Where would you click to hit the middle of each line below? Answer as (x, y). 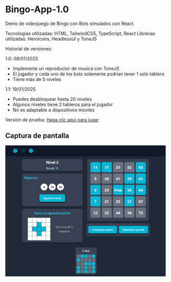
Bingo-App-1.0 (37, 9)
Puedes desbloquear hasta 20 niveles (52, 99)
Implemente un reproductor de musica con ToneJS (66, 68)
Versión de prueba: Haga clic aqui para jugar (52, 120)
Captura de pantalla (37, 136)
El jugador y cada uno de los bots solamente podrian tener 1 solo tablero (88, 74)
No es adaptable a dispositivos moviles (54, 110)
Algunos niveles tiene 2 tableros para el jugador (63, 104)
